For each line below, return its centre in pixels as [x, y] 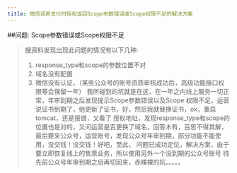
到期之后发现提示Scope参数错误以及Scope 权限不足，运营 [145, 100]
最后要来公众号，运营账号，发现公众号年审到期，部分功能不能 [125, 136]
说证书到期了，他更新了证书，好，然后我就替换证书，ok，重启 [126, 109]
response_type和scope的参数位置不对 [91, 65]
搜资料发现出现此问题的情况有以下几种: [81, 49]
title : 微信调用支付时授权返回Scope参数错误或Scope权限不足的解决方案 [100, 14]
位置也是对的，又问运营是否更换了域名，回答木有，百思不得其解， [131, 126]
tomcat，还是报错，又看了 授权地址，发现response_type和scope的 [132, 118]
